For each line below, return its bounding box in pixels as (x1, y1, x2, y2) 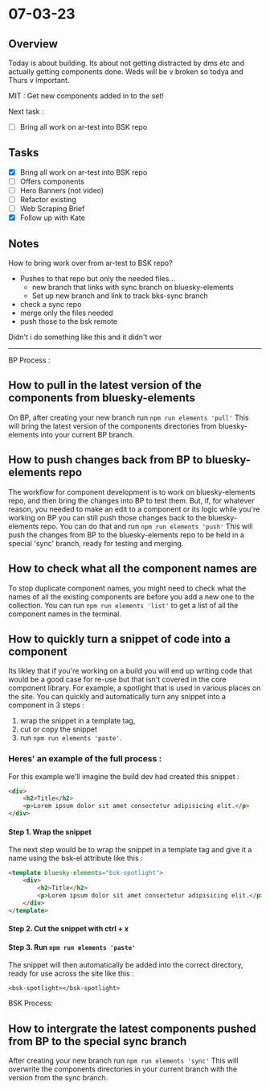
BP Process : (8, 355, 51, 365)
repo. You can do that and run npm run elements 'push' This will (40, 521, 253, 531)
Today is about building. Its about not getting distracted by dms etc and (8, 58, 245, 68)
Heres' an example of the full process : (8, 753, 162, 765)
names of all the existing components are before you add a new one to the (8, 591, 255, 601)
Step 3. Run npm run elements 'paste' (8, 942, 136, 951)
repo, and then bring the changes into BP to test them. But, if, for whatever (8, 495, 255, 505)
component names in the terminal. (8, 609, 122, 619)
